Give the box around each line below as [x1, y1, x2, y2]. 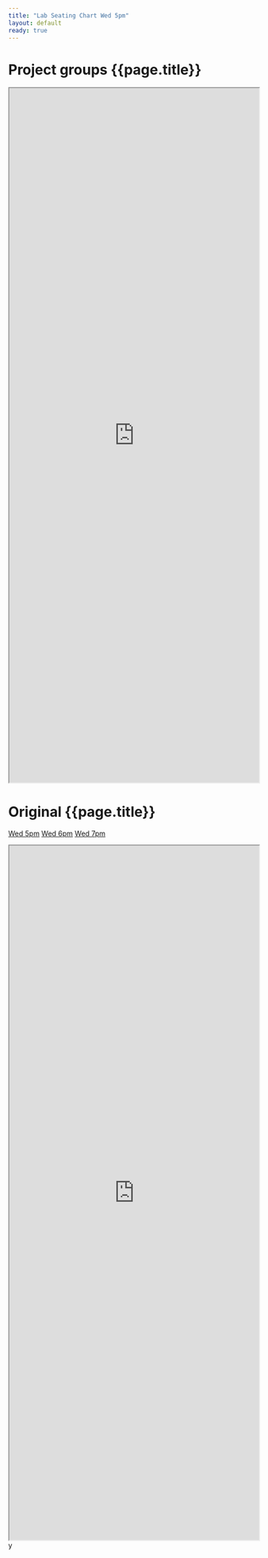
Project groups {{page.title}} [8, 60, 202, 79]
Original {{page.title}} [8, 802, 156, 821]
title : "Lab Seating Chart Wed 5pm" [8, 11, 129, 20]
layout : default [8, 19, 62, 27]
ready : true [8, 26, 48, 34]
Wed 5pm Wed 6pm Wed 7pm [8, 829, 105, 838]
